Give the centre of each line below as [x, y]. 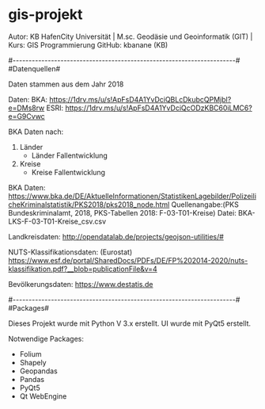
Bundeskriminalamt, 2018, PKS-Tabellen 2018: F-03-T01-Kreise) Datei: [123, 212]
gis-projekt [45, 15]
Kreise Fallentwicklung [68, 172]
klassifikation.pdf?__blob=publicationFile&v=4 [83, 269]
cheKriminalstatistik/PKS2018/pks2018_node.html [89, 204]
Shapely [33, 362]
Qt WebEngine [43, 396]
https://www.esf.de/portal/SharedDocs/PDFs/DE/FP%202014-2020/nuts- [128, 260]
